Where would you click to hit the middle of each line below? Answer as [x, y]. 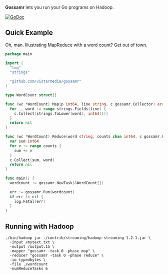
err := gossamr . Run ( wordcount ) [42, 192]
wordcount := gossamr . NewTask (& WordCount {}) [57, 183]
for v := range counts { [35, 146]
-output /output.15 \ [32, 247]
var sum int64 [24, 142]
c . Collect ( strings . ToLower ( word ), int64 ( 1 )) [61, 113]
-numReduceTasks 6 [29, 269]
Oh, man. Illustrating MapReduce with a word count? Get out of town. [76, 45]
